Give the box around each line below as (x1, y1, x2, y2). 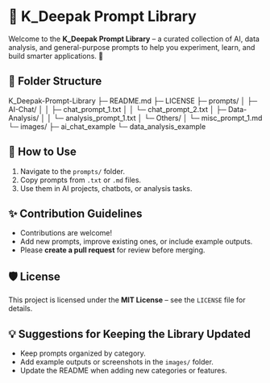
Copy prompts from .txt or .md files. (19, 175, 142, 185)
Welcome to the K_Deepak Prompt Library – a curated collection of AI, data (8, 34, 260, 44)
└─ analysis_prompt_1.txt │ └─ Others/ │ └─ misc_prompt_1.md (53, 113, 263, 123)
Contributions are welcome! (19, 228, 113, 238)
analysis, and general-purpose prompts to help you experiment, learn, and (8, 42, 255, 52)
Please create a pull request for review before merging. (19, 245, 206, 255)
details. (8, 304, 33, 314)
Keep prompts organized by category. (19, 348, 147, 358)
